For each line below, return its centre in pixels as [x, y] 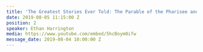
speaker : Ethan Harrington [40, 28]
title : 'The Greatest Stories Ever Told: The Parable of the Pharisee [97, 12]
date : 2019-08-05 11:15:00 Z [43, 17]
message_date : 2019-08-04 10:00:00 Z [54, 39]
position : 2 [21, 23]
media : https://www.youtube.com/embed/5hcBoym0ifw [71, 34]
